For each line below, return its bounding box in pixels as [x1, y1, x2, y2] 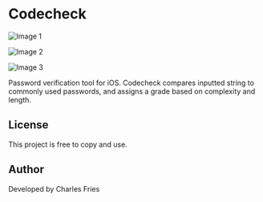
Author [8, 163, 44, 176]
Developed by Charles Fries [8, 184, 100, 193]
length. [8, 95, 32, 104]
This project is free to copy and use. [8, 139, 128, 149]
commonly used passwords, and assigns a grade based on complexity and [8, 86, 256, 96]
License [8, 118, 49, 132]
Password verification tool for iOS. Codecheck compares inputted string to [8, 78, 255, 87]
